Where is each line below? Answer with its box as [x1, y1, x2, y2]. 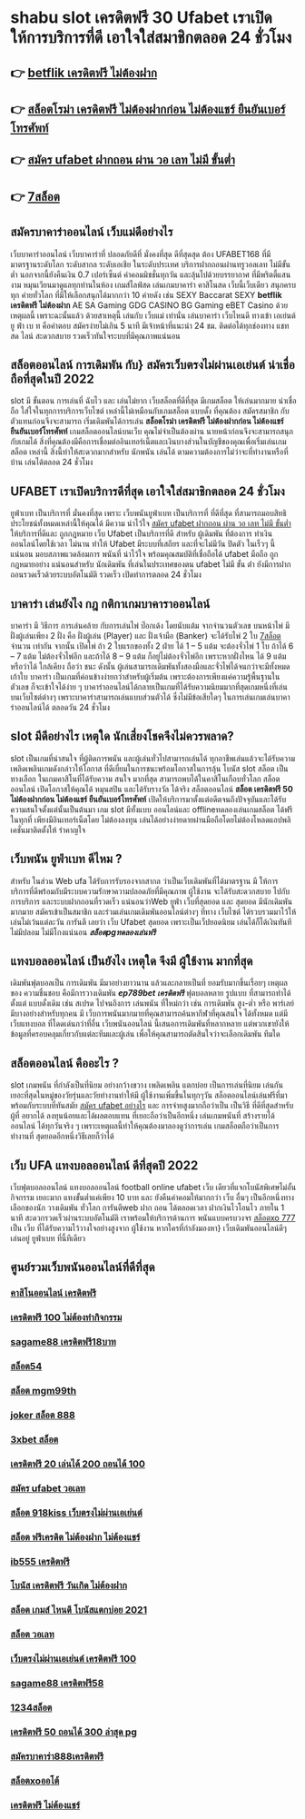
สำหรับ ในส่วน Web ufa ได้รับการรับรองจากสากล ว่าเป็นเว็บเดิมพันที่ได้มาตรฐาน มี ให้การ [10, 875, 279, 886]
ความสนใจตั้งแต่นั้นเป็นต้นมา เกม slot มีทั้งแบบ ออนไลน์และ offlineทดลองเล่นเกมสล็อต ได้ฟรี [10, 803, 293, 815]
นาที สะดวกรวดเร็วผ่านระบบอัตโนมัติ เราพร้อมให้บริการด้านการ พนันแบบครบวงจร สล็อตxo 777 [10, 1212, 296, 1224]
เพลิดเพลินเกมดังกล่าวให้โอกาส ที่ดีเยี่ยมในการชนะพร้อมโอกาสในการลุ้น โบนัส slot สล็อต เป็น [10, 762, 289, 774]
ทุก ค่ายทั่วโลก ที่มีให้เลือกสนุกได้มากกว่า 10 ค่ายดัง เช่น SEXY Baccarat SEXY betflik [10, 289, 282, 300]
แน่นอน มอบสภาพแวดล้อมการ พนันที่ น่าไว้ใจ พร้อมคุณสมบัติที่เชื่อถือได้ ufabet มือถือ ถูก [10, 549, 279, 560]
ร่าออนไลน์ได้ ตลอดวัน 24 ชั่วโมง [10, 702, 110, 712]
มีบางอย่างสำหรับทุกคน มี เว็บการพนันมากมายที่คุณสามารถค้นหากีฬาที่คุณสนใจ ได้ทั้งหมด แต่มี [10, 1008, 289, 1019]
